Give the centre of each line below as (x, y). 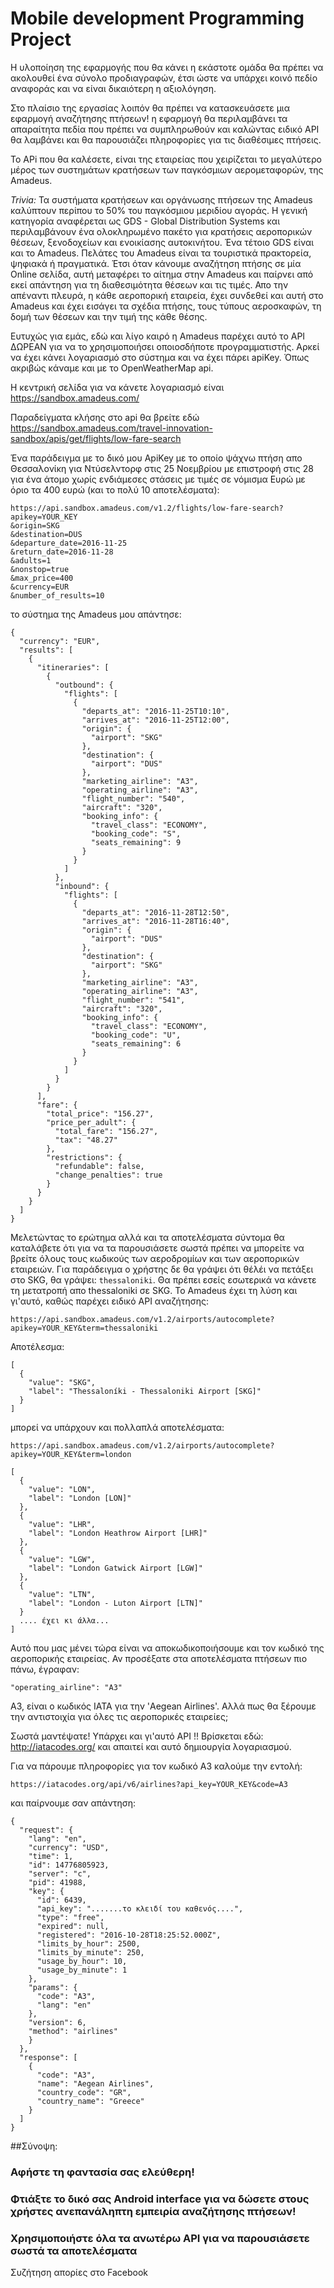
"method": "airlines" (73, 2031)
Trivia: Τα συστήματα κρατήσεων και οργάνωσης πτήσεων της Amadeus (161, 199)
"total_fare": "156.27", (106, 1131)
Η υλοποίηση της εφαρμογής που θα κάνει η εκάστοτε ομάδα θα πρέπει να (167, 67)
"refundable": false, (99, 1166)
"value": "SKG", (62, 1382)
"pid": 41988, (57, 1882)
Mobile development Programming (157, 18)
